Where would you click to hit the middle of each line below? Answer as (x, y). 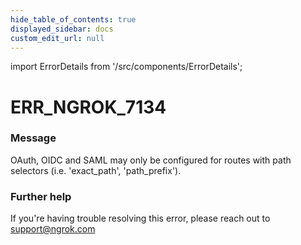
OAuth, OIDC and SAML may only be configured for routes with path (151, 160)
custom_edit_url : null (57, 38)
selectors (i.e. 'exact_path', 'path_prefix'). (96, 170)
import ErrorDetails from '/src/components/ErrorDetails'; (126, 67)
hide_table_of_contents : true (73, 19)
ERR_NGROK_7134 (88, 107)
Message (33, 138)
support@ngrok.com (53, 229)
